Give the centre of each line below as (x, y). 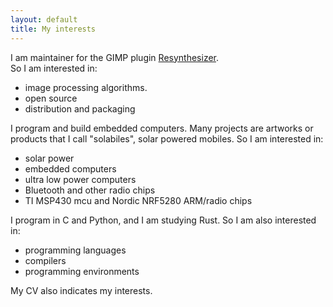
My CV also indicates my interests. (81, 290)
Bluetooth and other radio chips (90, 190)
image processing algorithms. (86, 87)
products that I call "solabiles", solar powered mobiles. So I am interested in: (167, 138)
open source (51, 98)
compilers (45, 260)
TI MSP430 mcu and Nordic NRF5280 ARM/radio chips (138, 200)
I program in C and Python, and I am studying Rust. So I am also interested (163, 220)
